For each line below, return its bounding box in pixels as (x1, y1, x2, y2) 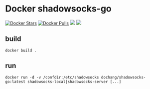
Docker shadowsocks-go (5, 3, 112, 14)
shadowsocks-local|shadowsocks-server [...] (27, 79, 122, 84)
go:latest (5, 79, 26, 84)
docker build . (5, 48, 37, 53)
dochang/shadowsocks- (101, 74, 146, 80)
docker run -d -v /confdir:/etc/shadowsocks (5, 74, 99, 80)
